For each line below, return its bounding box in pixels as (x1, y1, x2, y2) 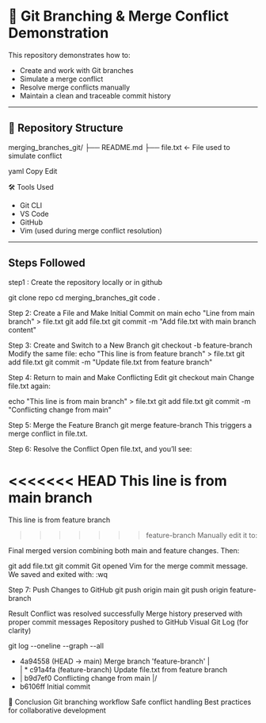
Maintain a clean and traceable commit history (19, 90, 172, 100)
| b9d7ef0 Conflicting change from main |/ (19, 673, 158, 683)
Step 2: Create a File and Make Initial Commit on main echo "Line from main (8, 308, 255, 317)
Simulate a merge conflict (19, 74, 104, 83)
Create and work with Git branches (19, 65, 134, 75)
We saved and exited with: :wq (8, 569, 108, 579)
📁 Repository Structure (8, 121, 123, 135)
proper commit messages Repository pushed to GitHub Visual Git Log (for (8, 617, 249, 626)
